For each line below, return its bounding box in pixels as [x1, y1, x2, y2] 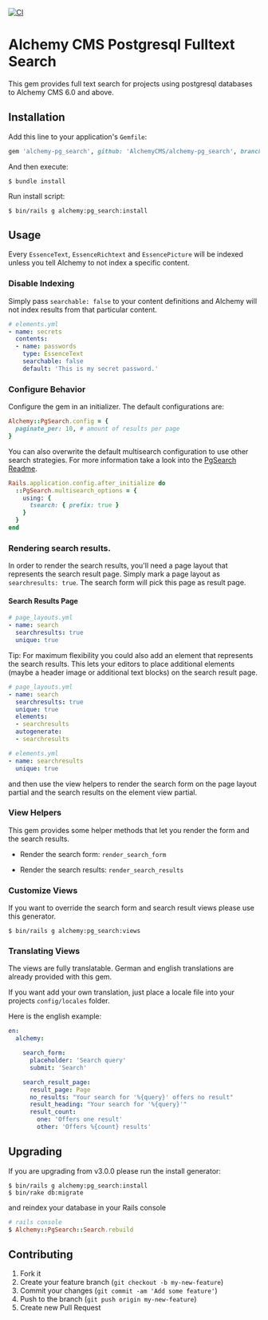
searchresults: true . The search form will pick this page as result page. [8, 578, 246, 588]
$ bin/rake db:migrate [8, 1188, 84, 1197]
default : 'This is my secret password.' [22, 365, 159, 373]
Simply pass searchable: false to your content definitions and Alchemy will [8, 296, 258, 305]
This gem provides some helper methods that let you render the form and [8, 825, 250, 835]
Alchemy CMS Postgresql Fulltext [8, 36, 235, 54]
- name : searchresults [8, 756, 84, 765]
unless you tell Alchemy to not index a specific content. [8, 258, 190, 268]
